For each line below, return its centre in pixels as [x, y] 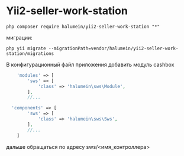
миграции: [19, 37]
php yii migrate [26, 48]
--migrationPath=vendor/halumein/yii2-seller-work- [113, 48]
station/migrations [30, 53]
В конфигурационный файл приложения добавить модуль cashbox [90, 64]
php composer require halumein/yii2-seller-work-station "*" [83, 27]
